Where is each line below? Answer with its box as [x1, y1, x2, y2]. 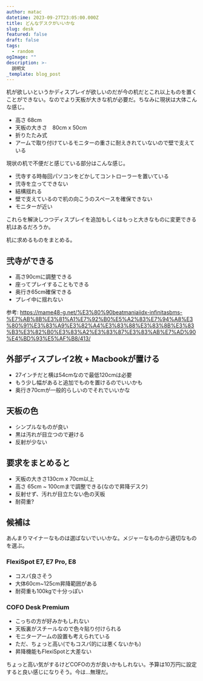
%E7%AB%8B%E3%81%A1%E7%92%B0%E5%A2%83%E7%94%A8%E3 [6, 316, 193, 323]
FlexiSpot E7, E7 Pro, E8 [6, 558, 77, 566]
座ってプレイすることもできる [15, 280, 90, 288]
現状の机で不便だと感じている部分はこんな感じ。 [6, 160, 128, 167]
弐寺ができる [6, 256, 55, 266]
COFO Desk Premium [6, 603, 70, 611]
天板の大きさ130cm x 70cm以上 [15, 475, 95, 483]
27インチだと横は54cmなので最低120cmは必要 [15, 371, 132, 378]
